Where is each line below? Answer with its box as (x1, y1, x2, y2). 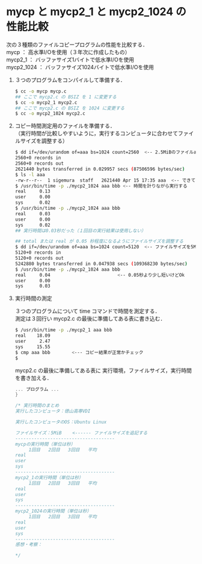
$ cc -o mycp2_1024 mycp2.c (14, 111, 85, 117)
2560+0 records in (14, 155, 61, 161)
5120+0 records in (14, 250, 61, 256)
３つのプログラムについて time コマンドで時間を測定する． (14, 307, 161, 315)
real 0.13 (14, 188, 50, 195)
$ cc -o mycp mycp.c (14, 88, 67, 94)
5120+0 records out (14, 256, 64, 262)
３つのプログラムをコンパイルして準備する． (14, 76, 126, 84)
